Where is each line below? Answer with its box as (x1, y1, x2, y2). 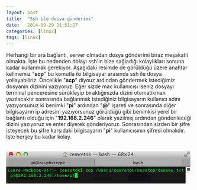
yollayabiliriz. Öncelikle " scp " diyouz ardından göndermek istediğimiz (6, 77, 176, 84)
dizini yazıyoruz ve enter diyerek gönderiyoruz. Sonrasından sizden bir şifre (6, 121, 190, 128)
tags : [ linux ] (6, 34, 41, 41)
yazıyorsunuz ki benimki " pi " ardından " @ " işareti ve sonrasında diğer (6, 102, 176, 109)
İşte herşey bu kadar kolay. (6, 133, 72, 140)
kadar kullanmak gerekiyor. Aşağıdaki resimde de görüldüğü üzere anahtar (6, 64, 188, 71)
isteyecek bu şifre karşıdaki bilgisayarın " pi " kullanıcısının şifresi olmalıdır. (6, 127, 185, 134)
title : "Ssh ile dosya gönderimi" (6, 15, 94, 22)
